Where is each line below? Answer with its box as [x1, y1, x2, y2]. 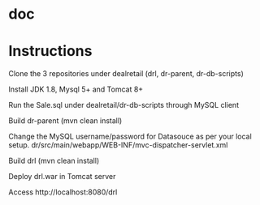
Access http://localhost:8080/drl [8, 187, 118, 197]
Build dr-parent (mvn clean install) [8, 116, 123, 126]
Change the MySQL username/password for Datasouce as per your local [8, 131, 252, 142]
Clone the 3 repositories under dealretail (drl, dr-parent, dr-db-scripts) [8, 69, 244, 79]
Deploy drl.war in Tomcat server [8, 172, 116, 182]
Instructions [8, 42, 93, 61]
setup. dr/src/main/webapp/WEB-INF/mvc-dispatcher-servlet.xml [8, 140, 228, 150]
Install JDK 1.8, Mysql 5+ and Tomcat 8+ [8, 84, 144, 94]
